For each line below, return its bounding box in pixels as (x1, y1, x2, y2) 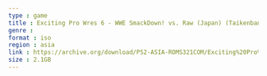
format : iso (8, 33, 52, 42)
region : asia (8, 41, 56, 49)
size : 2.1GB (8, 56, 52, 64)
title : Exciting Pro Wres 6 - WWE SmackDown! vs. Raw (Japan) (8, 19, 222, 27)
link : (8, 48, 30, 56)
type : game (8, 11, 48, 20)
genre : (8, 26, 34, 34)
